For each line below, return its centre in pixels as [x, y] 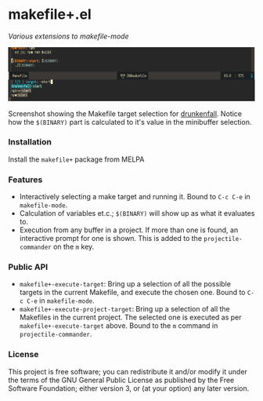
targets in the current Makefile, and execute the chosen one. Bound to [132, 293]
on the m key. [74, 247]
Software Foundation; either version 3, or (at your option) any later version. [129, 388]
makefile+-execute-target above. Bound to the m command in [119, 326]
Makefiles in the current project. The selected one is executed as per [130, 317]
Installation [30, 142]
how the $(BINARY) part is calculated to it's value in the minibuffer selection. [130, 122]
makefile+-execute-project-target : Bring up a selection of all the [124, 309]
